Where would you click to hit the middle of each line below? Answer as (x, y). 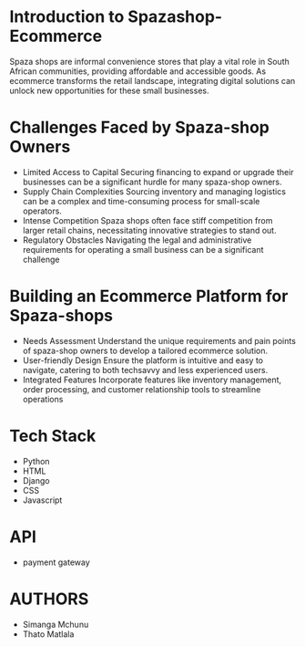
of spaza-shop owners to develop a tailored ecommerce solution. (145, 350)
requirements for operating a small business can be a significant (143, 249)
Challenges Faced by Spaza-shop (140, 127)
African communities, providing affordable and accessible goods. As (138, 71)
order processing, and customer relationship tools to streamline (142, 389)
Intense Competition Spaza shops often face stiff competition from (147, 220)
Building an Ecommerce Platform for (149, 296)
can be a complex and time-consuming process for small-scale (141, 201)
